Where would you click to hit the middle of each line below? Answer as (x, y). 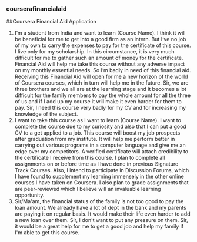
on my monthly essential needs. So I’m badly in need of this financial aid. (103, 70)
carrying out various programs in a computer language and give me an (100, 145)
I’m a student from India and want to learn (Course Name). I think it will (100, 33)
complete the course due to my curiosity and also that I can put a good (100, 127)
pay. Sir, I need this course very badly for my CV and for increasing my (100, 108)
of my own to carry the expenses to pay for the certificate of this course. (103, 45)
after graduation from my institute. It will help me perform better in (95, 139)
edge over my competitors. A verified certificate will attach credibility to (101, 152)
